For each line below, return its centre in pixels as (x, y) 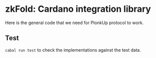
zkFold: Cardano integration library (78, 9)
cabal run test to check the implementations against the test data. (73, 50)
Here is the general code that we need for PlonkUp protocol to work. (74, 23)
